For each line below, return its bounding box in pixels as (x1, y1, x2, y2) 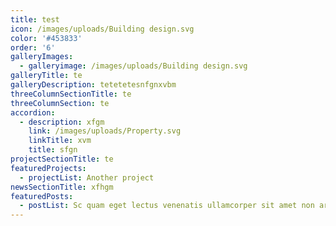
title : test (10, 14, 60, 25)
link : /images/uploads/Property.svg (28, 126, 182, 136)
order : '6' (10, 42, 56, 53)
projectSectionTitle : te (10, 154, 114, 164)
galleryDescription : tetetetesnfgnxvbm (10, 80, 177, 90)
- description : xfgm (19, 117, 105, 127)
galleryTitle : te (10, 71, 83, 81)
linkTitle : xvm (28, 136, 92, 146)
